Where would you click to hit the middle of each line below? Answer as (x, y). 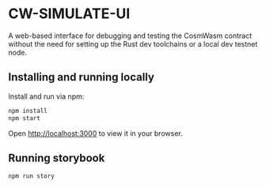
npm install (28, 111)
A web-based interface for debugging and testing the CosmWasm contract (130, 36)
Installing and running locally (81, 77)
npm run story (32, 176)
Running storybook (57, 158)
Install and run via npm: (46, 96)
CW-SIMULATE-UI (69, 14)
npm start (25, 118)
